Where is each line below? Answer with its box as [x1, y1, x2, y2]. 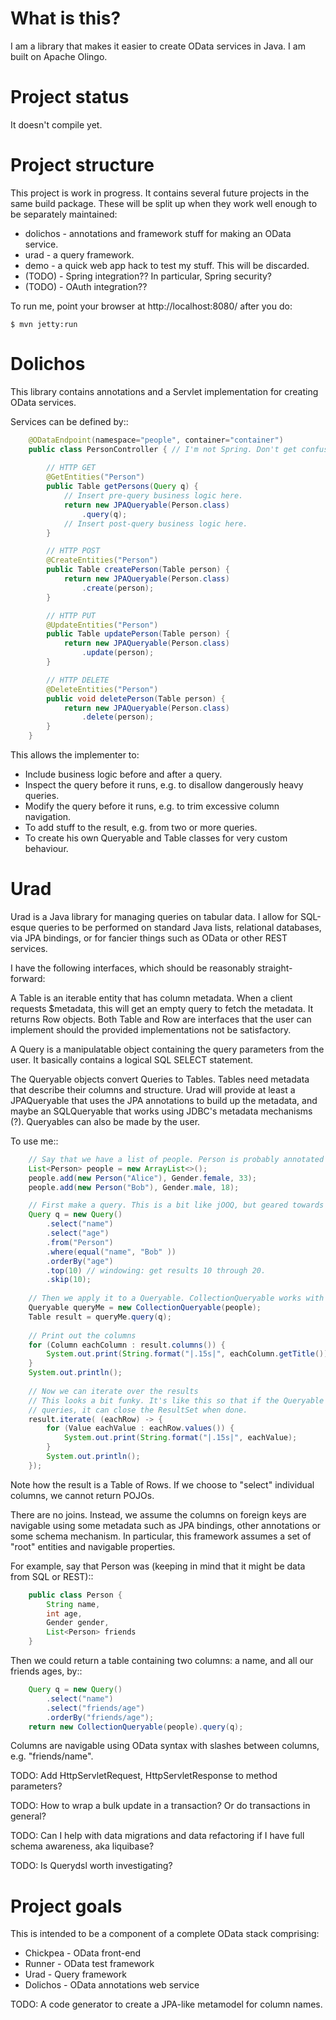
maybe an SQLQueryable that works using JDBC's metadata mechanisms [10, 1105, 313, 1117]
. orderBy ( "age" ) [46, 1256, 114, 1266]
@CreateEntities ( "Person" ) [46, 555, 159, 566]
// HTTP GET [46, 463, 97, 473]
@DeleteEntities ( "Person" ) [46, 684, 159, 694]
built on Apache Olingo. [10, 50, 108, 62]
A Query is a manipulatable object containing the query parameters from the [10, 1043, 325, 1055]
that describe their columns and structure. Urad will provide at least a [10, 1083, 296, 1096]
